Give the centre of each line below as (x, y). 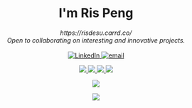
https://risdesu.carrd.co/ (96, 33)
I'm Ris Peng (96, 13)
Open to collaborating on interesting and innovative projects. (96, 40)
